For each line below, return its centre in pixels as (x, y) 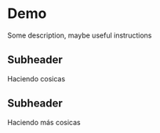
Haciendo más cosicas (44, 122)
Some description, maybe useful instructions (80, 35)
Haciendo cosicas (36, 78)
